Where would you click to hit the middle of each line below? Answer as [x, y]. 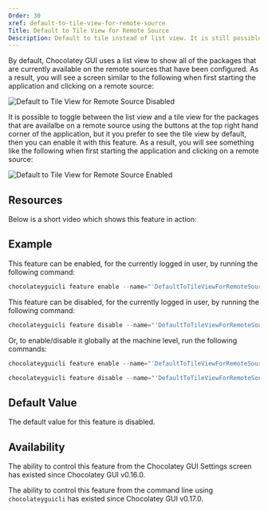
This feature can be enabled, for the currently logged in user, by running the [133, 263]
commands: [28, 349]
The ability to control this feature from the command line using [111, 490]
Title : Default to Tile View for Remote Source [89, 30]
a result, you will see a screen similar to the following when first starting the [132, 77]
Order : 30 [25, 16]
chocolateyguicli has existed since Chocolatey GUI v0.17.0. [106, 499]
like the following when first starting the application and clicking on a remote [134, 151]
